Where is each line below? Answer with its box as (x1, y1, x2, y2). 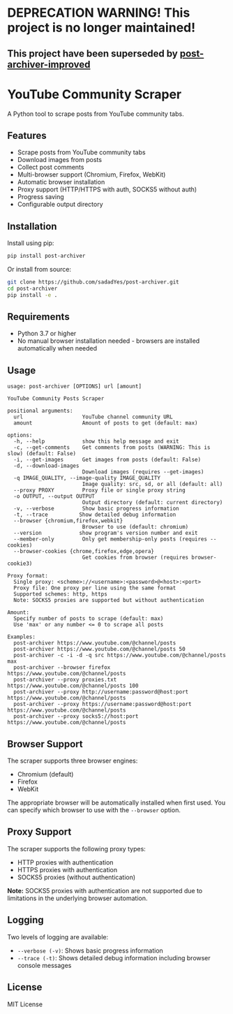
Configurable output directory (17, 200, 103, 209)
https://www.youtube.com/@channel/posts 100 (7, 682, 139, 689)
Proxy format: (7, 573, 49, 580)
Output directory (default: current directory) (82, 499, 223, 506)
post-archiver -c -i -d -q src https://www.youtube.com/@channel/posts (13, 652, 227, 659)
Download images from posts (17, 156, 103, 164)
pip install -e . (7, 291, 58, 298)
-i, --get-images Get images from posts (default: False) (13, 456, 201, 464)
